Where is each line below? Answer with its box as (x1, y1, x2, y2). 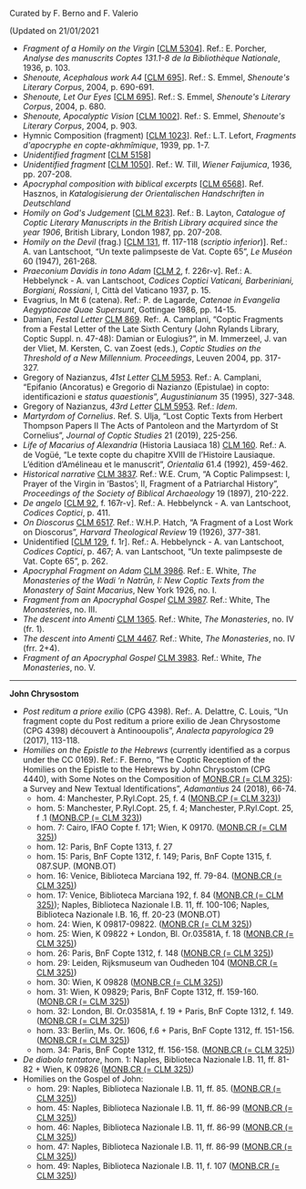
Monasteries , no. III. (22, 605, 97, 615)
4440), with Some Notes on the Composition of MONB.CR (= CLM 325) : (22, 774, 293, 784)
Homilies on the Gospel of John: (22, 1073, 144, 1084)
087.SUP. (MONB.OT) (36, 860, 117, 871)
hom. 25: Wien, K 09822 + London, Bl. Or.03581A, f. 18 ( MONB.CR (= (36, 929, 294, 939)
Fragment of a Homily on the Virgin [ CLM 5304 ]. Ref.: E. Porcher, (22, 43, 267, 54)
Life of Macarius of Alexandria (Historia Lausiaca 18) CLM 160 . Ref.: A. (22, 440, 287, 450)
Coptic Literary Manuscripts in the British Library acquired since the (22, 218, 279, 228)
